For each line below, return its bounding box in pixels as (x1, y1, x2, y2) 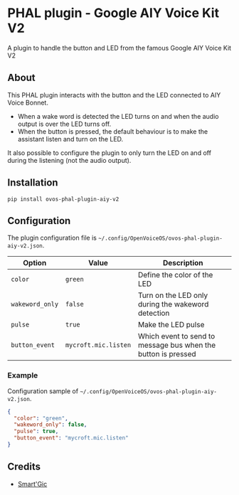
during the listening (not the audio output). (7, 156, 132, 164)
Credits (7, 461, 41, 473)
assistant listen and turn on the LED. (17, 134, 124, 143)
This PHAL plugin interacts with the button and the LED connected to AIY (7, 90, 221, 99)
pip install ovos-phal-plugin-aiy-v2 (7, 196, 119, 203)
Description (162, 258, 204, 268)
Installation (7, 176, 58, 189)
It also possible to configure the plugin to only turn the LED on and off (7, 148, 212, 157)
